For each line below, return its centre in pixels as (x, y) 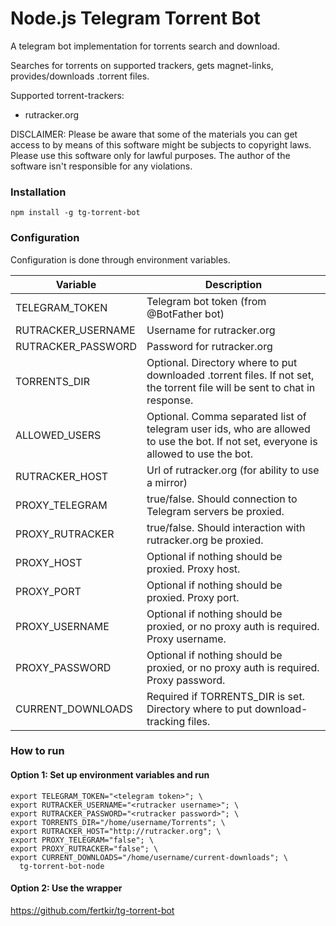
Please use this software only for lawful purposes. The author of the (150, 155)
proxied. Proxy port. (193, 597)
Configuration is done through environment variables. (120, 259)
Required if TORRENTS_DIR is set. (225, 696)
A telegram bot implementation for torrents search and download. (145, 46)
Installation (38, 192)
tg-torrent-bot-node (62, 866)
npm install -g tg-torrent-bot (75, 213)
